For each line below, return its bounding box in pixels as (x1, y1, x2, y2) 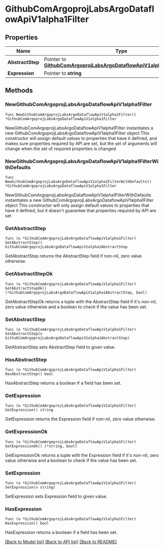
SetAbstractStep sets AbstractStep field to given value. (5, 344, 116, 350)
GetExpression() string (5, 408, 54, 412)
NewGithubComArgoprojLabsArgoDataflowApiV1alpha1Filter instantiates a (5, 125, 154, 131)
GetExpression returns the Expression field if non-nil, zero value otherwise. (5, 416, 156, 422)
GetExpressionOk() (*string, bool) (5, 444, 78, 449)
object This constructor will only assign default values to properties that (5, 202, 150, 208)
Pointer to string (43, 70, 82, 77)
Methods (5, 86, 33, 95)
